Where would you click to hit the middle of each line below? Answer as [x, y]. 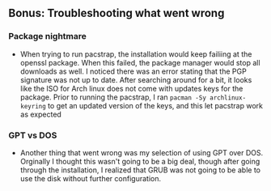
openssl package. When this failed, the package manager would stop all [140, 62]
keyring [33, 106]
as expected [41, 114]
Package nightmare [48, 36]
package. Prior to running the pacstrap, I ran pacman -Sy [113, 97]
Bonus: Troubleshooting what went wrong [116, 13]
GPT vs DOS [33, 135]
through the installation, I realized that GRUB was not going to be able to [140, 170]
